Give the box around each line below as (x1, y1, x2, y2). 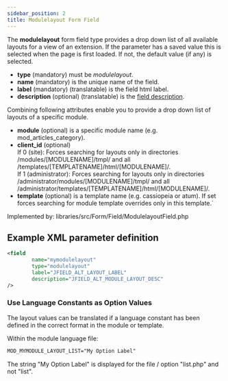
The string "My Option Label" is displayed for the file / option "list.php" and (7, 360, 219, 368)
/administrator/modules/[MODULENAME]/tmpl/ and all (16, 177, 170, 185)
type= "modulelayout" (31, 263, 90, 270)
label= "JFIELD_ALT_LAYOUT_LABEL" (31, 269, 127, 276)
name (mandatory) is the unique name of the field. (16, 77, 160, 86)
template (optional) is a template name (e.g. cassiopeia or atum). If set (16, 191, 216, 199)
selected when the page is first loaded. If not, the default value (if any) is (7, 49, 212, 58)
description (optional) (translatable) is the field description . (16, 92, 185, 100)
